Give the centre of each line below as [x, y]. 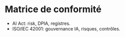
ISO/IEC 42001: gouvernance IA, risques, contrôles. [66, 28]
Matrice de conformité [53, 9]
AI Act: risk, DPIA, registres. [41, 23]
